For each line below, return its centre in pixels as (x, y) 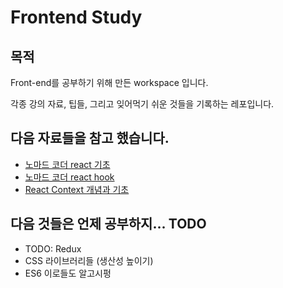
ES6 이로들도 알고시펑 (68, 273)
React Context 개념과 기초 (77, 189)
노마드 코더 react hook (69, 177)
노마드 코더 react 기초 (67, 164)
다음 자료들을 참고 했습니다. (90, 138)
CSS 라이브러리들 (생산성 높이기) (89, 260)
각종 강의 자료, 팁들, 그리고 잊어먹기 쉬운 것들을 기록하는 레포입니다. (142, 104)
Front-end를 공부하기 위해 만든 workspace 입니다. (109, 82)
